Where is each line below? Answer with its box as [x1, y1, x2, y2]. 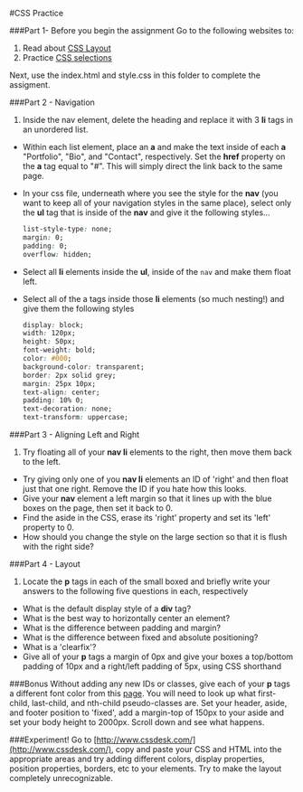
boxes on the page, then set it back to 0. [22, 503, 174, 514]
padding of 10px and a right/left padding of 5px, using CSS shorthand [22, 661, 282, 672]
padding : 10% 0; [22, 396, 84, 405]
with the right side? [22, 542, 95, 552]
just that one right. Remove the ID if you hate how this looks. [22, 484, 247, 494]
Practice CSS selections [22, 52, 113, 62]
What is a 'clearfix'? [22, 642, 97, 652]
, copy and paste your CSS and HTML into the [111, 744, 282, 754]
